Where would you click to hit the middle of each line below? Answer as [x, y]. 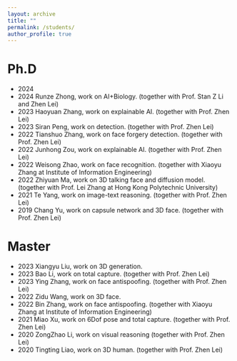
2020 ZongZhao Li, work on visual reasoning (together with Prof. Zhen [121, 335]
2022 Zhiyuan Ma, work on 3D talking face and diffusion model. [111, 180]
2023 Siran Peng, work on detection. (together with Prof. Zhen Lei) [116, 127]
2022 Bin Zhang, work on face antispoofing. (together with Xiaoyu [115, 305]
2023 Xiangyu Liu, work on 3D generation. [80, 266]
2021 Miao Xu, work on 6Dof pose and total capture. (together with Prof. [124, 320]
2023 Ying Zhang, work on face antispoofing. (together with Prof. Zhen [122, 282]
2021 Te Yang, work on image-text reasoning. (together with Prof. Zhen [122, 195]
